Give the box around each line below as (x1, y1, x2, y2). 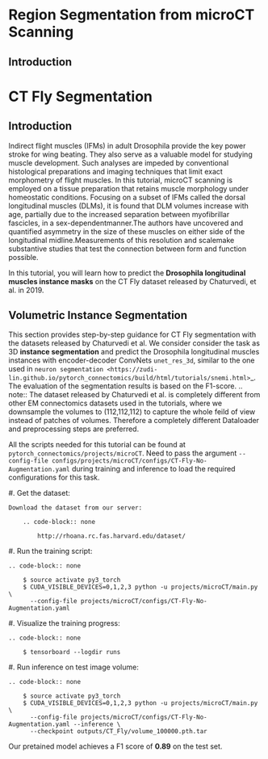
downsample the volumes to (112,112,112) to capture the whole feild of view (8, 407, 256, 417)
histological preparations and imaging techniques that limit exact (8, 166, 224, 176)
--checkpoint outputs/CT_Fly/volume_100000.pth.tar (29, 728, 207, 736)
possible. (8, 252, 39, 262)
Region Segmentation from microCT (8, 6, 255, 24)
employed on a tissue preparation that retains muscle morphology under (8, 183, 249, 193)
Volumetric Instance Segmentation (8, 308, 188, 322)
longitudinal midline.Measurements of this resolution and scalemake (8, 235, 235, 245)
